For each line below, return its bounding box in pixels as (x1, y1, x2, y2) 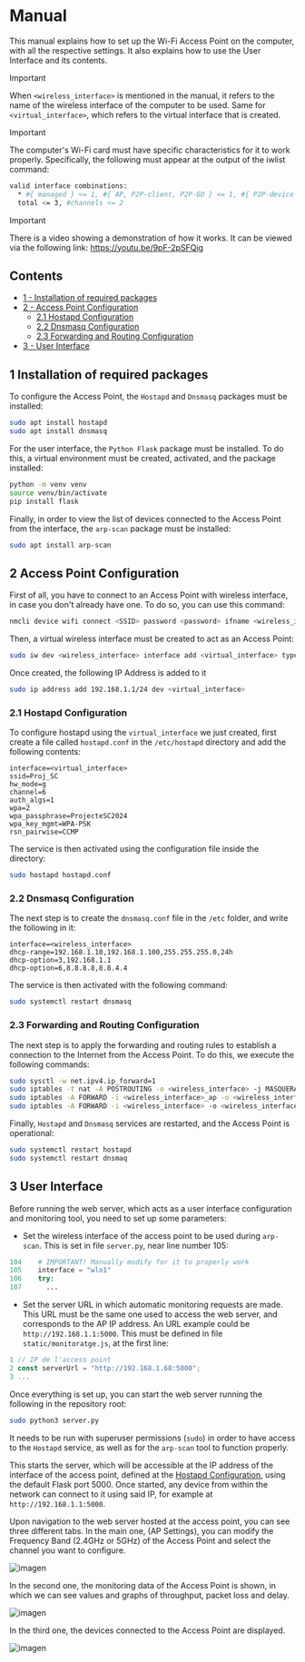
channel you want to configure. (9, 1545, 126, 1556)
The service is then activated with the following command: (9, 980, 229, 991)
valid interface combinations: (9, 181, 128, 191)
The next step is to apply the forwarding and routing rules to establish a (9, 1039, 277, 1050)
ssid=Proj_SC (9, 772, 59, 781)
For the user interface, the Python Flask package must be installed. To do (9, 442, 284, 454)
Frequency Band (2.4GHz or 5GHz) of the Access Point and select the (9, 1535, 271, 1546)
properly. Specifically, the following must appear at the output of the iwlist (9, 153, 286, 164)
